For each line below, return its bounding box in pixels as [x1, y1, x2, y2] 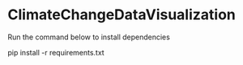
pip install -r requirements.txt [7, 47, 104, 57]
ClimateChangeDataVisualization [7, 6, 237, 24]
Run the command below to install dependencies [7, 32, 171, 42]
